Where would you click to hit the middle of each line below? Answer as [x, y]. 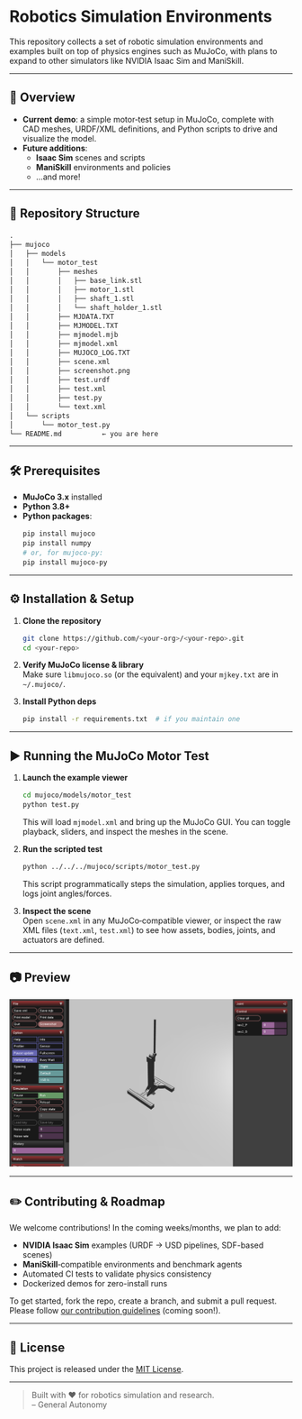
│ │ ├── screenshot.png [70, 371]
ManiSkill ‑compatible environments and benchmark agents [132, 1265]
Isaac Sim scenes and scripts [90, 157]
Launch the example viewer [75, 778]
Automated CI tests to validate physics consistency [117, 1274]
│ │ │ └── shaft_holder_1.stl [86, 307]
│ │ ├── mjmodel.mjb [64, 334]
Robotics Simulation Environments [141, 17]
